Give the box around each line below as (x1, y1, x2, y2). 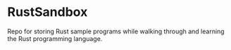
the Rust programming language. (7, 34, 103, 42)
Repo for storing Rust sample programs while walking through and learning (7, 27, 225, 35)
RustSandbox (7, 4, 88, 20)
